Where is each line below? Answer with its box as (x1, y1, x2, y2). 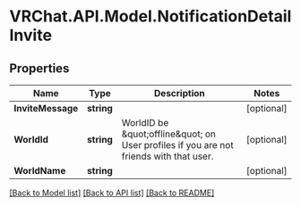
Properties (9, 61, 70, 76)
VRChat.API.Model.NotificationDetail (9, 6, 292, 27)
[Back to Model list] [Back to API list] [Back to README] (9, 187, 215, 198)
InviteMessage (13, 103, 79, 114)
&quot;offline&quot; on (121, 128, 217, 140)
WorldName (13, 165, 66, 177)
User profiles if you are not (121, 139, 235, 151)
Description (153, 87, 205, 99)
